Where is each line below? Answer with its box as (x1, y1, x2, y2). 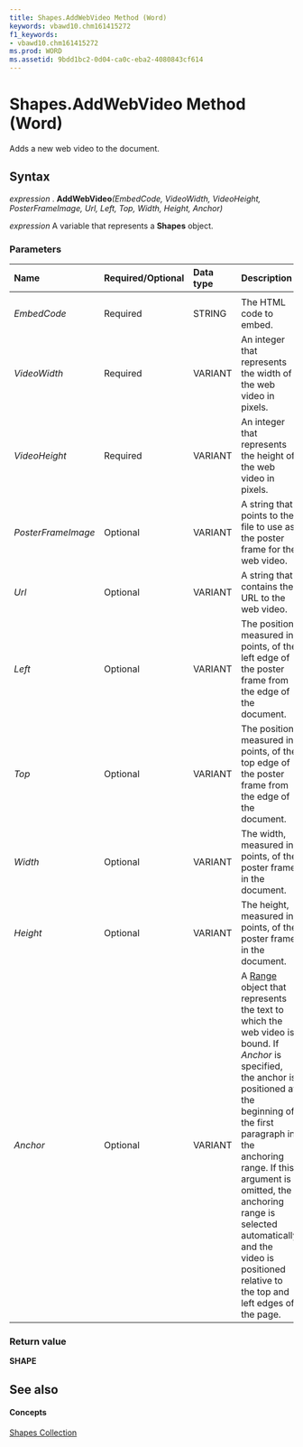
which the (240, 1015, 283, 1027)
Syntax (9, 169, 50, 185)
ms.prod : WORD (9, 47, 63, 56)
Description (240, 272, 293, 284)
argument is (240, 1173, 291, 1185)
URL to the (240, 592, 286, 605)
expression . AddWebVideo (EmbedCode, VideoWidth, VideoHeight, (9, 193, 262, 204)
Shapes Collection (9, 1427, 78, 1438)
